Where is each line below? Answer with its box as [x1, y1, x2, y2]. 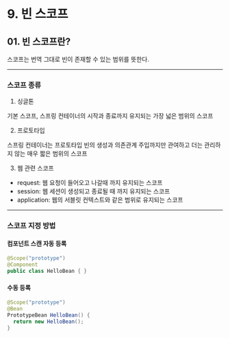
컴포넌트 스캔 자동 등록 [7, 239, 67, 248]
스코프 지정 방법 [7, 221, 56, 230]
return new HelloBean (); [13, 318, 84, 325]
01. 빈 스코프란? [7, 36, 71, 47]
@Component [7, 261, 38, 268]
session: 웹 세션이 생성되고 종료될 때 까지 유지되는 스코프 [16, 187, 170, 195]
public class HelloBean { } [7, 268, 88, 275]
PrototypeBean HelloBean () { [7, 312, 90, 319]
